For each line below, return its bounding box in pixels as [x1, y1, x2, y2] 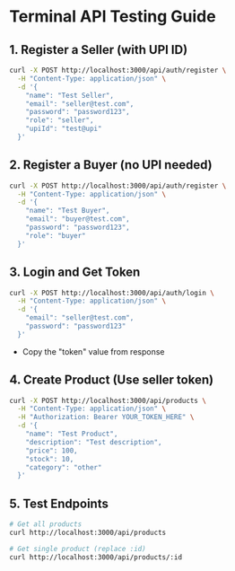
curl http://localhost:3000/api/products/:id [9, 552, 182, 562]
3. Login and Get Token [9, 265, 141, 280]
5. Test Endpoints [9, 496, 109, 511]
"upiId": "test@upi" [25, 124, 102, 134]
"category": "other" [25, 462, 102, 472]
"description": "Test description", [25, 437, 163, 446]
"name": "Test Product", [25, 429, 118, 439]
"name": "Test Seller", [25, 91, 115, 100]
